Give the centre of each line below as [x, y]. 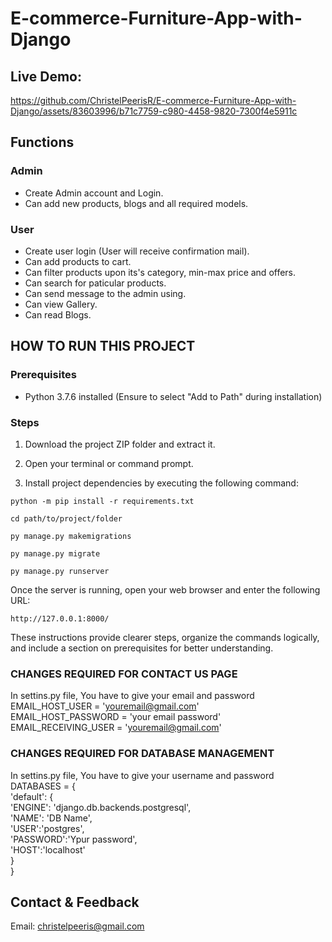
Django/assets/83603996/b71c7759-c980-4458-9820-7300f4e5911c [154, 111]
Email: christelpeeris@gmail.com [77, 926]
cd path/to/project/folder [66, 518]
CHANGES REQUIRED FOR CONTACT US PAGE [124, 674]
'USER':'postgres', [47, 828]
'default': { [32, 796]
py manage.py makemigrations [71, 536]
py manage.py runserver [60, 571]
